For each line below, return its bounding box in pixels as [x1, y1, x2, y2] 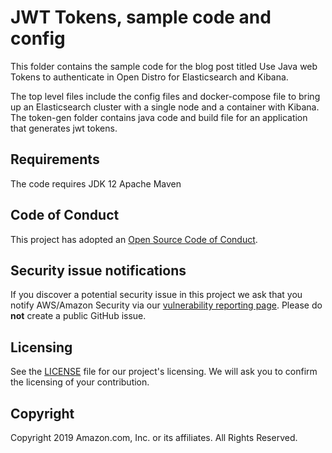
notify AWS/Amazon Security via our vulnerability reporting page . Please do [10, 299, 323, 311]
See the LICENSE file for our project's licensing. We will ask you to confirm [10, 366, 318, 378]
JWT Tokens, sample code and [10, 6, 272, 29]
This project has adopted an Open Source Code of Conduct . [10, 233, 258, 245]
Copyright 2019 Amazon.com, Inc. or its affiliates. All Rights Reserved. [10, 432, 298, 443]
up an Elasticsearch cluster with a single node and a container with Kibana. [10, 101, 320, 113]
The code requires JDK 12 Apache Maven [10, 177, 182, 190]
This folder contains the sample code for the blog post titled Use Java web [10, 60, 318, 72]
